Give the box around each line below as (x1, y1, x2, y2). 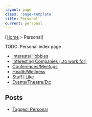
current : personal (5, 21, 43, 26)
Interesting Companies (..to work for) (12, 58, 87, 64)
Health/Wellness (12, 69, 46, 75)
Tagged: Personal (12, 106, 48, 113)
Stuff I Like (12, 74, 34, 80)
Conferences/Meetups (12, 64, 58, 70)
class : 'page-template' (5, 12, 54, 17)
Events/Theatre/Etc (12, 79, 51, 85)
